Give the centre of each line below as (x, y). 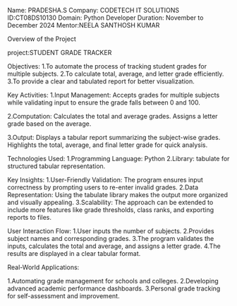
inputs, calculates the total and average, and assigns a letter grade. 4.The (114, 246)
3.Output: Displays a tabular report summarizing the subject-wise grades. (114, 137)
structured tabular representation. (56, 166)
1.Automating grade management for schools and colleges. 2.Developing (113, 281)
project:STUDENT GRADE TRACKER (60, 53)
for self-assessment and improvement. (63, 296)
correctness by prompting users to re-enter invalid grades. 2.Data (103, 187)
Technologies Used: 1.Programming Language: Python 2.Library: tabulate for (119, 159)
